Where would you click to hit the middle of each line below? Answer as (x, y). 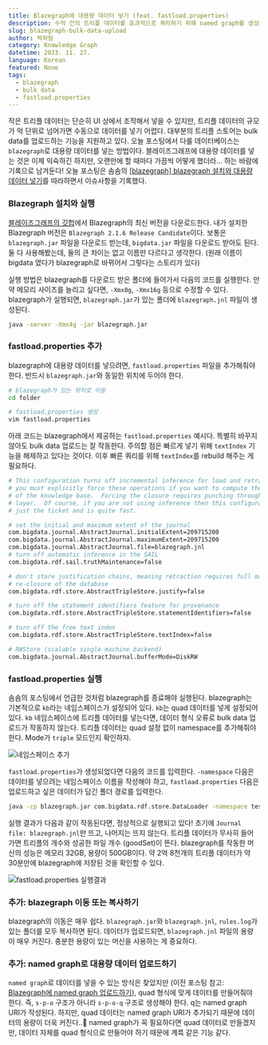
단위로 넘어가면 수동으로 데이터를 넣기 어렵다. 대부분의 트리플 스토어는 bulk (142, 131)
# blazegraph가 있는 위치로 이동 (57, 390)
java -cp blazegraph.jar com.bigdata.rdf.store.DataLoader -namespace (128, 807)
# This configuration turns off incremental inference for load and (124, 481)
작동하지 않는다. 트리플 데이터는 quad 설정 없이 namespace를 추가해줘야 (143, 728)
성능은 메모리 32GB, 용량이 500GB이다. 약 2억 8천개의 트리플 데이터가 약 (137, 853)
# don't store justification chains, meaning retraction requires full (130, 576)
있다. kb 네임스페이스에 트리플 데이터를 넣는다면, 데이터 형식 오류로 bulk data (128, 718)
